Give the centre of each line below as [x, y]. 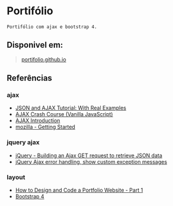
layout [16, 177]
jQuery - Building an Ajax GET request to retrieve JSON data [89, 155]
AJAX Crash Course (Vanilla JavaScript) [64, 114]
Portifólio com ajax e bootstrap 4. [52, 27]
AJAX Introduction [38, 121]
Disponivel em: [35, 45]
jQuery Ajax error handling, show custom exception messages [91, 161]
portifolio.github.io [44, 59]
